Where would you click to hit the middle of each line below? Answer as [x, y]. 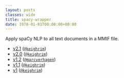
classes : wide [20, 15]
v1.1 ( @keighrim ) [29, 65]
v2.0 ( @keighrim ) [30, 54]
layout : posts [20, 10]
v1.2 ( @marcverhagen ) [34, 60]
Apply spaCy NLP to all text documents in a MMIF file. [62, 39]
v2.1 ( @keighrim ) [29, 48]
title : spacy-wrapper [28, 19]
